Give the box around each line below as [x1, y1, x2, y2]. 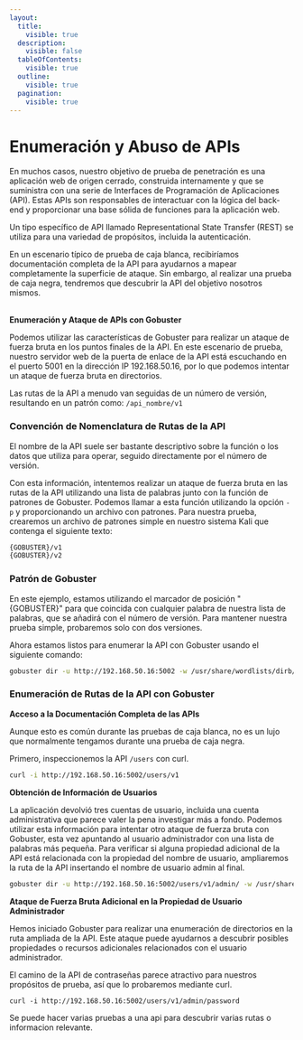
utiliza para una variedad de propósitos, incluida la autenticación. [9, 231, 252, 242]
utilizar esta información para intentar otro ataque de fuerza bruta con [9, 823, 270, 834]
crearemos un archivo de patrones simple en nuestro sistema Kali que [9, 516, 269, 527]
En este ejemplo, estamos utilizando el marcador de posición [9, 593, 236, 604]
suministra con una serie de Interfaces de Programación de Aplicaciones [9, 185, 280, 196]
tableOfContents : [17, 55, 83, 64]
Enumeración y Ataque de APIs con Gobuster [9, 314, 182, 325]
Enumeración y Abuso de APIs [9, 136, 241, 156]
